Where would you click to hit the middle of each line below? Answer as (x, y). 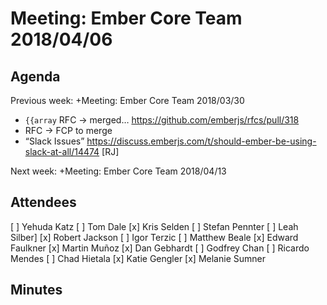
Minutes (36, 290)
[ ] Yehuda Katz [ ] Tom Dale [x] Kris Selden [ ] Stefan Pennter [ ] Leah (154, 226)
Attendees (43, 202)
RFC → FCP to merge (68, 130)
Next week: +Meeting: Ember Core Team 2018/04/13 (118, 171)
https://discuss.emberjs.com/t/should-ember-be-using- (201, 141)
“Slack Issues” (54, 141)
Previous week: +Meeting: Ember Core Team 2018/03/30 (127, 100)
